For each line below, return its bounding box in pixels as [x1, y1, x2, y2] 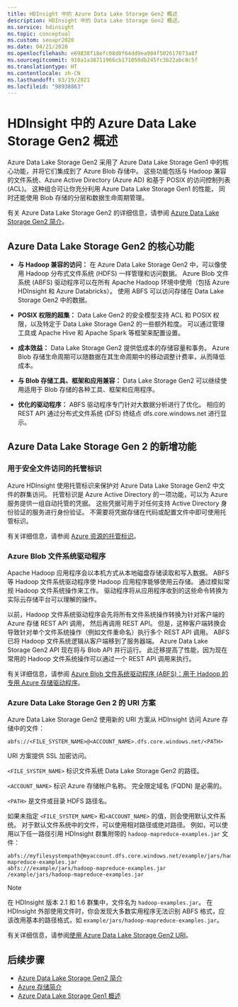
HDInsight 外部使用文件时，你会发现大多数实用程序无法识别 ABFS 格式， [7, 907, 219, 916]
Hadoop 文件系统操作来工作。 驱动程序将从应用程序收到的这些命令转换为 [15, 586, 229, 595]
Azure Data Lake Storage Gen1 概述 [17, 991, 121, 1000]
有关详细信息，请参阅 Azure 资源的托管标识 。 [7, 531, 140, 540]
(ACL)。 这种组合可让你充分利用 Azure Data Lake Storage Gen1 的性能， [7, 185, 217, 193]
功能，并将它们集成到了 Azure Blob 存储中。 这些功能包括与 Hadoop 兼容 [13, 167, 227, 176]
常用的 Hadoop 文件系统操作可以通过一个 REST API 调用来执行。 [7, 654, 195, 663]
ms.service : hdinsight [7, 23, 74, 30]
